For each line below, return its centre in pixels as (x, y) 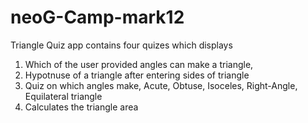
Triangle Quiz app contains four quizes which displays (121, 45)
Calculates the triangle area (81, 107)
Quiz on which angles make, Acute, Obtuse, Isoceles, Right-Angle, (161, 85)
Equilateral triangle (63, 96)
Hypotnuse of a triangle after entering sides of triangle (137, 75)
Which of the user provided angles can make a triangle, (139, 64)
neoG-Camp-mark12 (97, 17)
